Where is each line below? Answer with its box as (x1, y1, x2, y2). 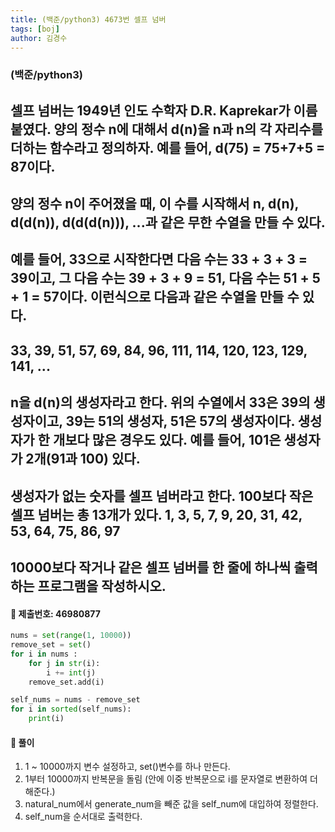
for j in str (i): (28, 658, 101, 668)
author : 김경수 (10, 33, 68, 43)
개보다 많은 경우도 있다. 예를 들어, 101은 (52, 432, 282, 449)
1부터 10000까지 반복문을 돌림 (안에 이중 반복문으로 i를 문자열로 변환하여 (24, 773, 308, 785)
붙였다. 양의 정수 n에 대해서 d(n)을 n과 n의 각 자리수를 (10, 121, 323, 138)
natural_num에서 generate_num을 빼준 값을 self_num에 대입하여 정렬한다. (24, 798, 319, 810)
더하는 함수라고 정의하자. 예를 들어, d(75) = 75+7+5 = (10, 139, 326, 156)
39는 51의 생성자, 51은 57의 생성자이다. (65, 413, 295, 430)
